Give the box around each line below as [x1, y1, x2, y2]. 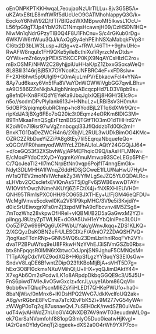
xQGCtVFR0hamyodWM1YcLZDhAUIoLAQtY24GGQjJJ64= [6, 141, 147, 148]
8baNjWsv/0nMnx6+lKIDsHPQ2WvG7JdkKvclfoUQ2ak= [6, 290, 140, 297]
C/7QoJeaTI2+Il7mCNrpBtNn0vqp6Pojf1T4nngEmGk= [6, 160, 136, 167]
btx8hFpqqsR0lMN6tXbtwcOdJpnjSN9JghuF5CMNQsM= [6, 247, 144, 253]
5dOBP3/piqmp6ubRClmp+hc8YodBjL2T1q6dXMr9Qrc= [6, 105, 141, 111]
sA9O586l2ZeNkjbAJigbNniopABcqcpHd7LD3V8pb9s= [6, 86, 139, 92]
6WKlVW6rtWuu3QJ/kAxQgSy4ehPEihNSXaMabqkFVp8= [6, 36, 145, 43]
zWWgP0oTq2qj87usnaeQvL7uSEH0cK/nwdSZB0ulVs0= [6, 303, 143, 309]
